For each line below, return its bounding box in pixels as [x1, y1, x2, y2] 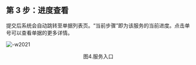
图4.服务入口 [82, 53, 114, 60]
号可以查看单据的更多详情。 [6, 29, 73, 36]
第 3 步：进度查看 [6, 5, 69, 16]
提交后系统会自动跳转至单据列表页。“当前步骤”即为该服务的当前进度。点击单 [6, 22, 190, 29]
